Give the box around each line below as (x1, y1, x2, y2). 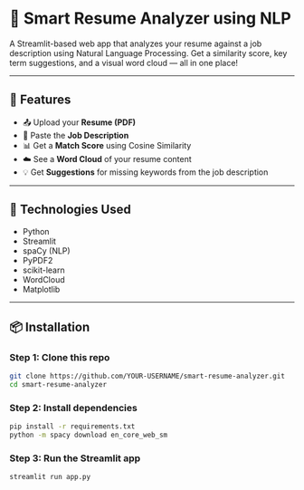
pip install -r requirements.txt (9, 422, 136, 431)
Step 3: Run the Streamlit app (9, 452, 141, 465)
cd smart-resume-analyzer (9, 380, 107, 389)
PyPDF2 (22, 255, 53, 265)
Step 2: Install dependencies (9, 401, 138, 414)
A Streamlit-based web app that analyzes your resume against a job (9, 38, 262, 49)
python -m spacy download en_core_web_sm (9, 430, 168, 440)
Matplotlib (22, 283, 61, 294)
